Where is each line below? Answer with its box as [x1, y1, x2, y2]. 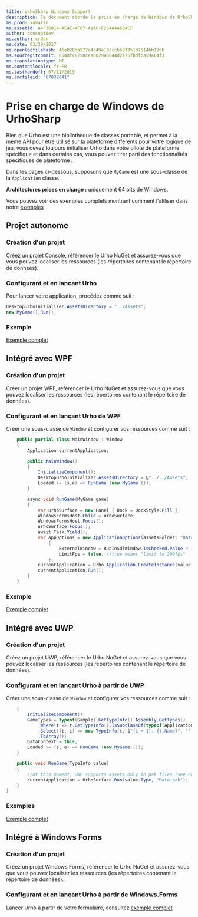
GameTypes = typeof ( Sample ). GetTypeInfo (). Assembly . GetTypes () [27, 717, 186, 723]
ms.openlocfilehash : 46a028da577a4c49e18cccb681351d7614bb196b [6, 47, 165, 53]
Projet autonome [6, 220, 69, 230]
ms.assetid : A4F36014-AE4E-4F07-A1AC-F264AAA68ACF [6, 25, 133, 31]
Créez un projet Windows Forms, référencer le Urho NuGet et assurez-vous [6, 863, 190, 870]
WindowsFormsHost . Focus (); [37, 518, 104, 525]
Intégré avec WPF [6, 354, 72, 364]
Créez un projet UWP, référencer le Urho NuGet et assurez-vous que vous [6, 654, 187, 661]
